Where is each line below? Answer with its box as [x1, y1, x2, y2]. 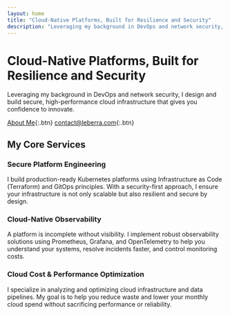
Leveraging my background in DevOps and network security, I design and [7, 91, 217, 99]
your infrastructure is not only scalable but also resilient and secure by [7, 190, 208, 198]
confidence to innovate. [7, 105, 75, 114]
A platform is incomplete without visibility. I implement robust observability [7, 230, 219, 239]
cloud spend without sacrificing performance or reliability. [7, 300, 172, 308]
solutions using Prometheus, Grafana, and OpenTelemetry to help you [7, 237, 205, 246]
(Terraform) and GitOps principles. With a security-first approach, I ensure [7, 183, 219, 190]
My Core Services [7, 138, 86, 150]
